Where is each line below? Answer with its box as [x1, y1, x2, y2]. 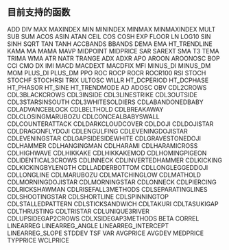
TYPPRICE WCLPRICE [7, 236, 70, 245]
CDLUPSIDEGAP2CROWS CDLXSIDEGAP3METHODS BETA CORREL [7, 214, 200, 223]
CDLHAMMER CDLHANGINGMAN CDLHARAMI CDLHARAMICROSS [7, 141, 198, 149]
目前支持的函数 [7, 6, 71, 18]
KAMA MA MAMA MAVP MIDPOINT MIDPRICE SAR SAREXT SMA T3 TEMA [7, 47, 219, 55]
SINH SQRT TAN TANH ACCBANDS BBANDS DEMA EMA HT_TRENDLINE [7, 40, 213, 48]
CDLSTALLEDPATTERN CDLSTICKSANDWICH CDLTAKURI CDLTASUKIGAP [7, 199, 219, 208]
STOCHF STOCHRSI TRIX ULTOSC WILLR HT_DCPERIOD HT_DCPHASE [7, 76, 209, 84]
